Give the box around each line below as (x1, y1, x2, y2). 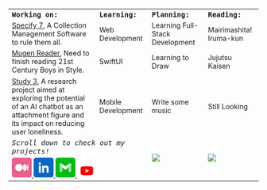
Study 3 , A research (11, 76, 77, 85)
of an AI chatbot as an (11, 101, 83, 111)
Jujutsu (207, 52, 233, 62)
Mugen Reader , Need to (11, 48, 90, 58)
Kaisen (207, 61, 230, 70)
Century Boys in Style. (11, 65, 85, 75)
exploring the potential (11, 93, 86, 103)
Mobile (99, 97, 122, 107)
